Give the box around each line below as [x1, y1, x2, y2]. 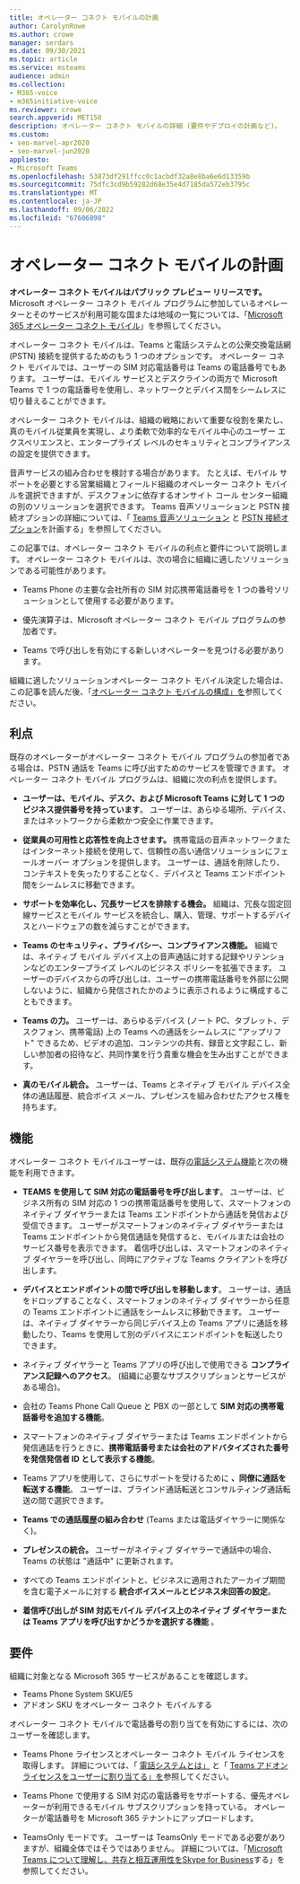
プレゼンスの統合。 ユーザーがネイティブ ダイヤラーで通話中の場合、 [21, 1545, 277, 1555]
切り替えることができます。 [9, 395, 111, 406]
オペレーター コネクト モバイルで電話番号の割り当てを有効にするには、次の [9, 1719, 288, 1729]
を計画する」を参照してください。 [40, 523, 167, 534]
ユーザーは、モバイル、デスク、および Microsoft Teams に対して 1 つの [21, 793, 285, 804]
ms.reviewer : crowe [9, 105, 82, 114]
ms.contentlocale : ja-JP [9, 197, 102, 207]
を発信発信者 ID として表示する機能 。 [21, 1454, 160, 1465]
